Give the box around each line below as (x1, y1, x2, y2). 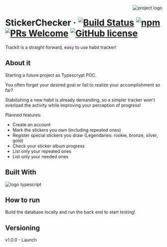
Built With (5, 168, 36, 177)
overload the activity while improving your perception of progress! (5, 102, 141, 108)
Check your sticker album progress (12, 143, 85, 149)
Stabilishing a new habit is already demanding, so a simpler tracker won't (5, 97, 156, 103)
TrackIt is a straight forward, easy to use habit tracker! (5, 44, 117, 50)
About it (5, 59, 31, 67)
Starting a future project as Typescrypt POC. (5, 72, 97, 78)
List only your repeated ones (12, 148, 71, 154)
